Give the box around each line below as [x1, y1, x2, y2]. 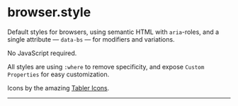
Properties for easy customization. [7, 70, 110, 78]
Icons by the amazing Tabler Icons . [7, 83, 110, 92]
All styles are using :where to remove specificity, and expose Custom [7, 62, 205, 71]
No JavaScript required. [7, 49, 77, 57]
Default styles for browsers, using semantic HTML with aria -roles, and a [7, 28, 220, 36]
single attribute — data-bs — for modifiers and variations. [7, 35, 175, 43]
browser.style [7, 4, 91, 20]
